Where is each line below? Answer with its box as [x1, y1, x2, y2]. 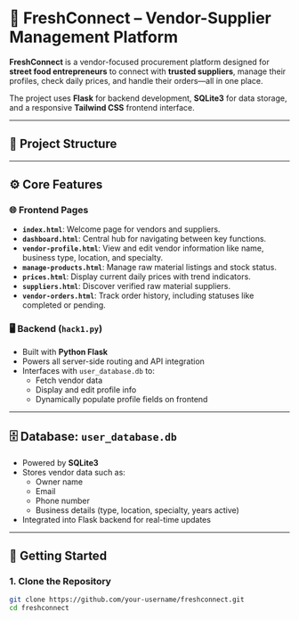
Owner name [35, 476, 83, 487]
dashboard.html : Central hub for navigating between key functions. [21, 234, 267, 244]
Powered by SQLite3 [21, 457, 100, 467]
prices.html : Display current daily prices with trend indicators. [21, 271, 251, 282]
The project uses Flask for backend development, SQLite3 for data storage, [9, 93, 287, 103]
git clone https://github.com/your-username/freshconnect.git [9, 595, 245, 605]
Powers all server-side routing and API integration [21, 356, 205, 367]
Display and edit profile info [35, 384, 137, 395]
